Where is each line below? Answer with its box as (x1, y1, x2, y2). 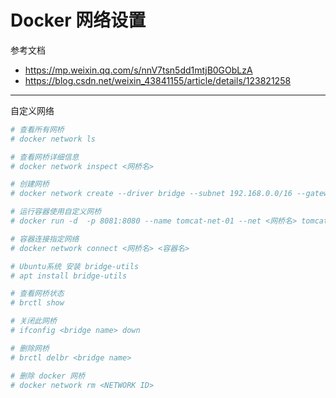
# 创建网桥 (10, 179, 50, 190)
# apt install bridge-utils (10, 271, 128, 281)
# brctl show (10, 298, 65, 308)
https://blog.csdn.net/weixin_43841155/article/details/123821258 (24, 74, 292, 86)
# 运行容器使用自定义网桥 (10, 207, 102, 217)
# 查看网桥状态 (10, 289, 65, 299)
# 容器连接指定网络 (10, 234, 80, 244)
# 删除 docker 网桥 (10, 371, 86, 381)
